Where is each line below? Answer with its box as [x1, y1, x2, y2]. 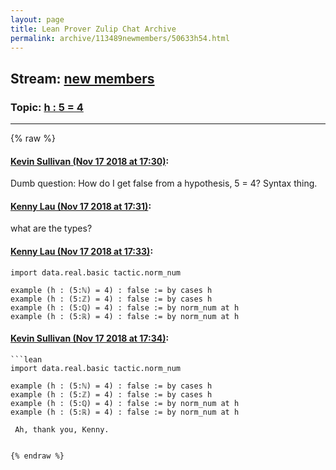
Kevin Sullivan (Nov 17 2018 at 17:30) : [10, 155, 170, 167]
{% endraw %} [10, 451, 65, 461]
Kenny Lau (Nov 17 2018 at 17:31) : [10, 200, 152, 212]
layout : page [10, 14, 65, 25]
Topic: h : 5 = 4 [10, 100, 84, 114]
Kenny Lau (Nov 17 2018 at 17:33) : [10, 246, 154, 258]
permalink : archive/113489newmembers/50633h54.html [10, 33, 230, 43]
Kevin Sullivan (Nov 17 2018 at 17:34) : [10, 332, 170, 345]
